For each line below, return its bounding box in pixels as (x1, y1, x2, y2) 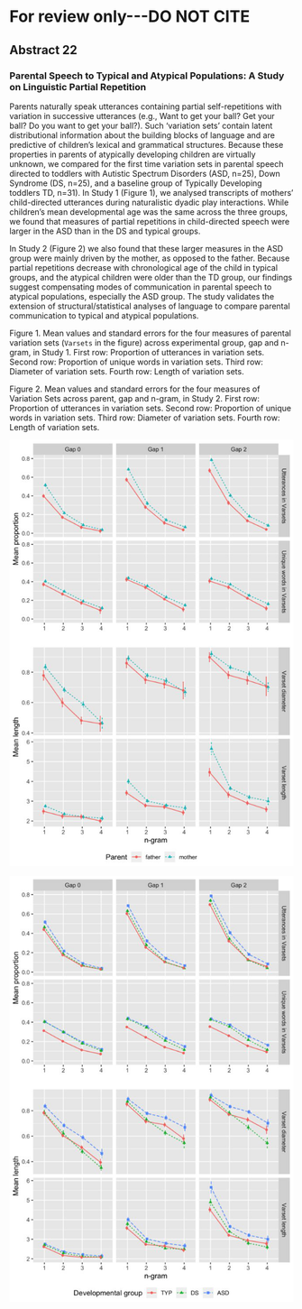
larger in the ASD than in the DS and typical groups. (9, 226, 201, 236)
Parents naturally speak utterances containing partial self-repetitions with (9, 101, 282, 112)
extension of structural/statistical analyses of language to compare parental (9, 300, 290, 311)
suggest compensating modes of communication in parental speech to (9, 281, 272, 292)
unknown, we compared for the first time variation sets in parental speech (9, 158, 284, 169)
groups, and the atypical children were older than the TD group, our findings (9, 272, 293, 282)
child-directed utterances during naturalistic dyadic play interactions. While (9, 197, 289, 207)
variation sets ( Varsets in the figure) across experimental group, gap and (9, 336, 279, 348)
